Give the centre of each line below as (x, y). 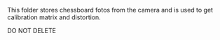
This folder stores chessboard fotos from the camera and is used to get (110, 10)
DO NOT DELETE (32, 31)
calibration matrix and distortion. (54, 17)
